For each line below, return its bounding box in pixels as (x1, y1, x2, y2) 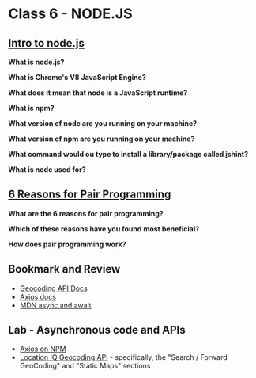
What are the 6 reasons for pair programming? (8, 208, 164, 218)
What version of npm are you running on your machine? (8, 134, 195, 143)
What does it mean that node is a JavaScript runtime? (8, 88, 188, 97)
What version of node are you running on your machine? (8, 119, 198, 128)
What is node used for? (8, 165, 86, 174)
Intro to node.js (8, 36, 85, 50)
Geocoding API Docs (19, 283, 88, 293)
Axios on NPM (19, 344, 66, 353)
